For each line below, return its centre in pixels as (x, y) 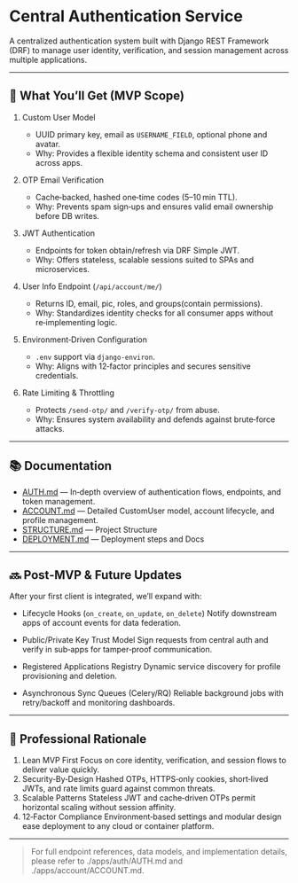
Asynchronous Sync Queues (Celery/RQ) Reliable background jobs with (153, 693)
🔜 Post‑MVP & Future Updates (95, 575)
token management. (59, 501)
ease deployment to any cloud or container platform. (118, 826)
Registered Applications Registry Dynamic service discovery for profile (151, 667)
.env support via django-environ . (95, 356)
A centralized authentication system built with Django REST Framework (139, 41)
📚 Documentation (61, 466)
